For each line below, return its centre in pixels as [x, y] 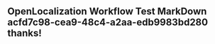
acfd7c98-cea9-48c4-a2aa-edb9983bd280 [107, 23]
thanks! [25, 33]
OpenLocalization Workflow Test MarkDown [107, 12]
